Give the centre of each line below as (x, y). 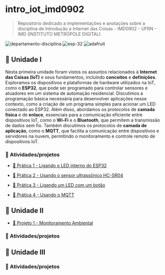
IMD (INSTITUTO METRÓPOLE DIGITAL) (59, 34)
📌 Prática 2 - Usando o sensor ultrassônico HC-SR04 (68, 176)
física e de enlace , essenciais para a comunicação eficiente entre (74, 115)
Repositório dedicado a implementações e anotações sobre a (81, 23)
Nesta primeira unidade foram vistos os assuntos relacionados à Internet (81, 72)
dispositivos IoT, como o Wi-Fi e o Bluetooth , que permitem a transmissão (83, 120)
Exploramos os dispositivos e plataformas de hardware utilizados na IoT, (80, 82)
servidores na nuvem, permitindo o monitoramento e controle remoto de (80, 136)
